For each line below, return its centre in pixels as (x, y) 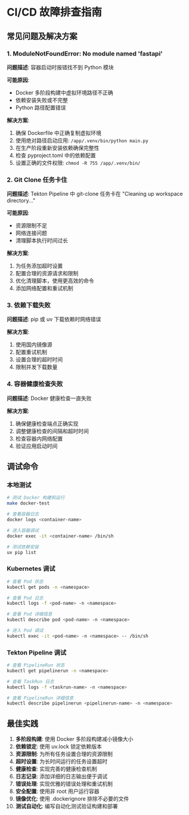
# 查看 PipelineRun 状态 (36, 665)
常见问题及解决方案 (42, 36)
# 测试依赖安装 (23, 547)
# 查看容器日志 (23, 514)
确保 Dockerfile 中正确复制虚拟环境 (58, 133)
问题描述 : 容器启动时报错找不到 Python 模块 (60, 67)
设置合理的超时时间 (39, 359)
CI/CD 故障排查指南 (55, 12)
